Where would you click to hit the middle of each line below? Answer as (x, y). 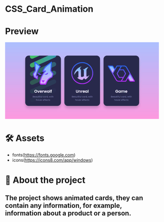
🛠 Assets (25, 138)
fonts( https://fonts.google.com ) (44, 155)
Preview (22, 32)
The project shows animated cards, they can (74, 198)
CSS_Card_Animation (49, 9)
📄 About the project (45, 180)
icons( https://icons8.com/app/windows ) (52, 160)
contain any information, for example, (63, 206)
